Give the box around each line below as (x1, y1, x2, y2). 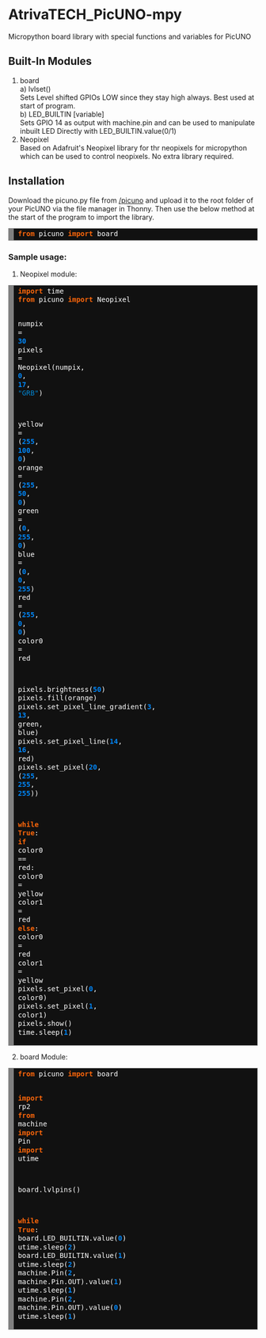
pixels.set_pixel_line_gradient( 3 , (17, 702, 156, 711)
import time (17, 287, 65, 295)
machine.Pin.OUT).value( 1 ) (17, 1277, 123, 1286)
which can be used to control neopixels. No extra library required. (19, 151, 234, 161)
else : (17, 924, 40, 933)
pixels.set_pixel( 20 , (17, 762, 101, 772)
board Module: (19, 1052, 68, 1062)
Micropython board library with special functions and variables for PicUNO (8, 32, 252, 41)
